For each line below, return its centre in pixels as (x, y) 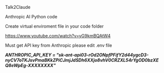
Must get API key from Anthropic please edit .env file (59, 45)
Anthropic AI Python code (31, 17)
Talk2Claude (18, 7)
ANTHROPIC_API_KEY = (30, 55)
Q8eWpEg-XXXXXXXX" (31, 65)
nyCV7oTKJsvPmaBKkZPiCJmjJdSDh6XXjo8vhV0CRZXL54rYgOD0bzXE (82, 60)
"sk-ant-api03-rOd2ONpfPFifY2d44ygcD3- (102, 55)
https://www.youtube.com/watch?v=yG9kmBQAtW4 (58, 36)
